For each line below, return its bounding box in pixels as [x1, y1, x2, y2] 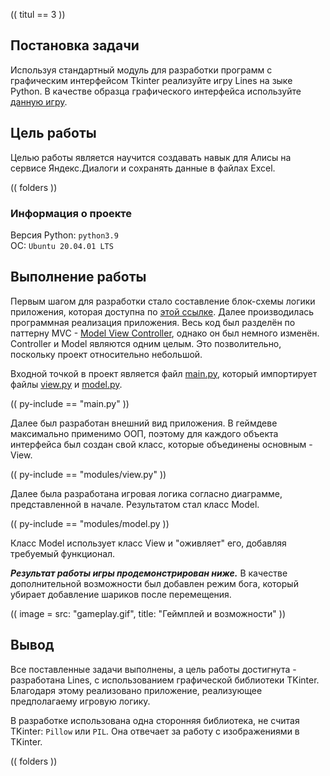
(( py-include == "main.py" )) [10, 397, 130, 409]
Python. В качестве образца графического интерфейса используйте [10, 85, 302, 97]
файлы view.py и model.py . [10, 378, 123, 390]
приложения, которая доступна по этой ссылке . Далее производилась [10, 305, 315, 318]
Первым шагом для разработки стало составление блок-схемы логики [10, 295, 316, 307]
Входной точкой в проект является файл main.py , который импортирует [10, 367, 318, 379]
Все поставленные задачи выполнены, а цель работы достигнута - [10, 663, 297, 675]
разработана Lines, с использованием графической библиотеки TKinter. [10, 674, 320, 686]
